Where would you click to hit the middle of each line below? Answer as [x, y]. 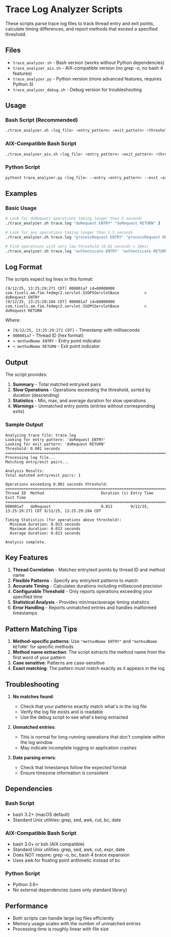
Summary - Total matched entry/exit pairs [57, 385]
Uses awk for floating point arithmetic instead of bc [66, 860]
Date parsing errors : [34, 757]
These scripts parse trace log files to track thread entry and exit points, [80, 23]
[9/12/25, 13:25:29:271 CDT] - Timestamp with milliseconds [76, 330]
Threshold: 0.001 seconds [33, 449]
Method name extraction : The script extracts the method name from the [89, 652]
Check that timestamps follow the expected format [73, 767]
